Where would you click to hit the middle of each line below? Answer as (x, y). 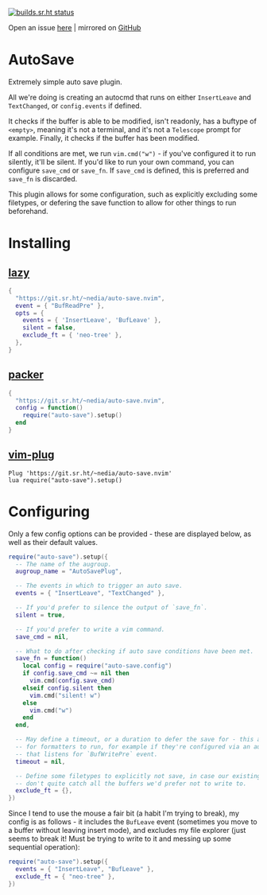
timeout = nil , (41, 761)
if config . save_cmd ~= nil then (76, 673)
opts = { (30, 313)
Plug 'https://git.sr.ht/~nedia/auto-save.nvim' (90, 473)
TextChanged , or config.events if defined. (75, 105)
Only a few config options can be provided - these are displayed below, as (130, 534)
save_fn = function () (51, 659)
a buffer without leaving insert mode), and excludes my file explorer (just (127, 831)
